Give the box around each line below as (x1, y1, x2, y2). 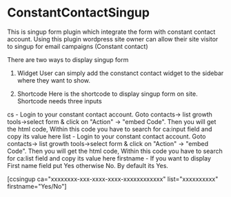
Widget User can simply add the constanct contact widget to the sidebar (17, 69, 224, 77)
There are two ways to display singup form (7, 55, 129, 63)
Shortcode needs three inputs (17, 96, 102, 105)
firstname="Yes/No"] (7, 182, 67, 190)
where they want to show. (17, 76, 91, 84)
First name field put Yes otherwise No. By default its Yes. (7, 161, 169, 169)
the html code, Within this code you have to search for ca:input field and (7, 125, 212, 133)
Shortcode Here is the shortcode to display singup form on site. (17, 90, 198, 98)
